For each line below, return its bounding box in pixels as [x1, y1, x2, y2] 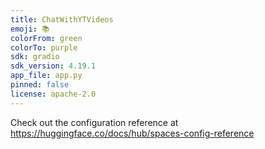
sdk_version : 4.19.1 [10, 61, 97, 71]
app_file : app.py [10, 71, 83, 81]
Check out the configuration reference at [10, 116, 179, 128]
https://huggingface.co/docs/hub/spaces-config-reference [10, 127, 255, 139]
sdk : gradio [10, 52, 60, 62]
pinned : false [10, 80, 70, 90]
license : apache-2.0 [10, 89, 97, 99]
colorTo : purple [10, 42, 78, 53]
